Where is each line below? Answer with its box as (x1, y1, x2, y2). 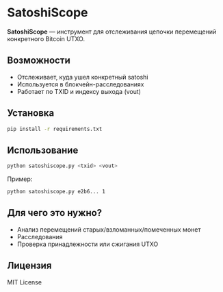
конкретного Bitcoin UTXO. (7, 34, 86, 42)
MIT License (7, 278, 42, 286)
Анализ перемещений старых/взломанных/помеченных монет (16, 225, 201, 234)
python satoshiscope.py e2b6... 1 (7, 188, 106, 195)
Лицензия (7, 260, 52, 271)
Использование (7, 144, 79, 156)
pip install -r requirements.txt (7, 125, 103, 132)
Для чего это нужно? (7, 207, 103, 219)
